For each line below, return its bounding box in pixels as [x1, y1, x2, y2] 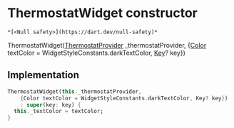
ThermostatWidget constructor [7, 5, 198, 21]
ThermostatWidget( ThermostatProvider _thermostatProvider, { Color [7, 41, 207, 49]
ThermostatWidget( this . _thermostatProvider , [7, 87, 142, 95]
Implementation [7, 69, 80, 81]
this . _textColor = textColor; [14, 108, 103, 115]
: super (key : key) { [20, 101, 81, 108]
